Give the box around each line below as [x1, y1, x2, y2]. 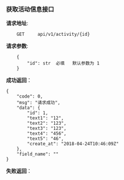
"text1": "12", [27, 115, 64, 121]
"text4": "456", [27, 131, 67, 136]
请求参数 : [6, 42, 29, 49]
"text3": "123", [27, 125, 67, 132]
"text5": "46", [27, 136, 64, 142]
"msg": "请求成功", [16, 100, 60, 106]
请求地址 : [6, 19, 29, 27]
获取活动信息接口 [6, 5, 54, 13]
